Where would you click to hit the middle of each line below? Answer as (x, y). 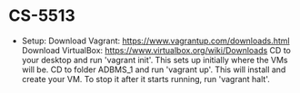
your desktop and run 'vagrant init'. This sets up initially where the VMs (155, 60)
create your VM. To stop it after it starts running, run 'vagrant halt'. (145, 79)
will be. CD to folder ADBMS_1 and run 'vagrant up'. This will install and (154, 70)
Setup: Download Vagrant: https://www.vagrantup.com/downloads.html (155, 41)
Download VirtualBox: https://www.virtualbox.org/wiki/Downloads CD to (156, 50)
